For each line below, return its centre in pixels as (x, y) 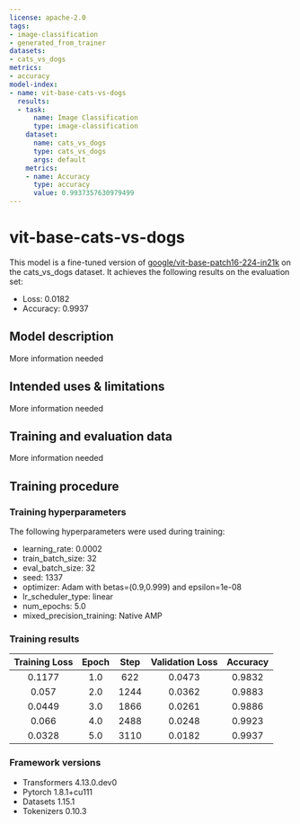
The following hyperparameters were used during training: (117, 532)
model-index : (34, 84)
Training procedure (64, 486)
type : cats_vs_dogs (69, 151)
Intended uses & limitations (87, 387)
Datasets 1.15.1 (49, 802)
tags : (19, 26)
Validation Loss (184, 662)
